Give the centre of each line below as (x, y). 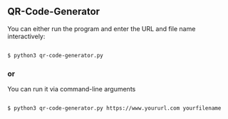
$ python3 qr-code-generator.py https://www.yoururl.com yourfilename (114, 108)
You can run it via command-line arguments (72, 89)
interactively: (26, 36)
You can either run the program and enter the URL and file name (102, 28)
